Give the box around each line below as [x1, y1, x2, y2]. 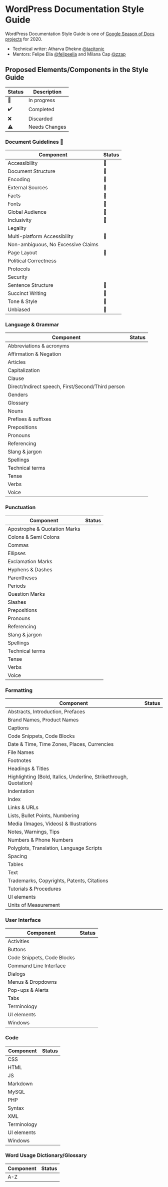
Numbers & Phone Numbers [7, 836, 73, 843]
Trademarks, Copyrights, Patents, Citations [7, 877, 108, 884]
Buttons [7, 946, 26, 953]
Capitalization [7, 367, 40, 374]
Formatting [5, 687, 33, 694]
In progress [28, 97, 55, 104]
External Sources [7, 184, 48, 191]
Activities [7, 938, 30, 945]
